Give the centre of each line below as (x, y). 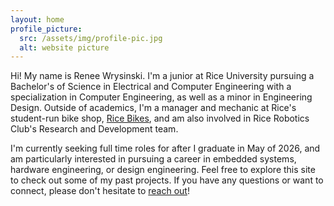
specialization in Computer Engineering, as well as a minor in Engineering (161, 97)
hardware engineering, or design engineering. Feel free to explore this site (163, 170)
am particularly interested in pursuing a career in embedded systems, (153, 159)
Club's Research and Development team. (94, 129)
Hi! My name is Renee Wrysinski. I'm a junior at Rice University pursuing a (162, 76)
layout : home (37, 19)
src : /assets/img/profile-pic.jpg (91, 38)
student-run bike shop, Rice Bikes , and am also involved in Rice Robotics (160, 118)
